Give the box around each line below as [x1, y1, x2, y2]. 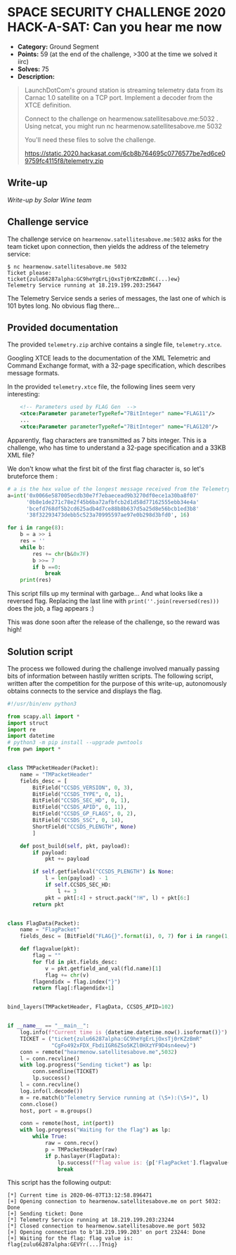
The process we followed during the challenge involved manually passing [7, 664, 220, 672]
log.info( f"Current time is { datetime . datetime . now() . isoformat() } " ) [20, 1029, 228, 1036]
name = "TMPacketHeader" [20, 771, 93, 778]
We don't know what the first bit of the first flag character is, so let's [7, 464, 205, 473]
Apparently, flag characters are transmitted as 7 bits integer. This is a [7, 436, 207, 444]
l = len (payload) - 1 [44, 875, 109, 882]
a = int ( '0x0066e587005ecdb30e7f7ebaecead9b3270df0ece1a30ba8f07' [7, 492, 199, 499]
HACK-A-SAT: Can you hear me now [7, 19, 223, 35]
